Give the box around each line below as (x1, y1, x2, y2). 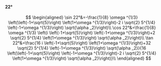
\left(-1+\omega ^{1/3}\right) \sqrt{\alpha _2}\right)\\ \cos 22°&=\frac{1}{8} (7, 25, 156, 31)
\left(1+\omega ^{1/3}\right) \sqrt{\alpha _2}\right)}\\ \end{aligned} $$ (12, 55, 152, 61)
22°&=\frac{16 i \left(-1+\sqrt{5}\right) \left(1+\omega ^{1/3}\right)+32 (12, 40, 151, 46)
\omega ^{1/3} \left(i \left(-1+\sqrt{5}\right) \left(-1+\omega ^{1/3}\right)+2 (8, 30, 156, 36)
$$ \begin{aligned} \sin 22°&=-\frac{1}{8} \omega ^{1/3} (25, 14, 138, 20)
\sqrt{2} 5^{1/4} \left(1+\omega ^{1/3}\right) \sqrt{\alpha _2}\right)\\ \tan (10, 35, 153, 41)
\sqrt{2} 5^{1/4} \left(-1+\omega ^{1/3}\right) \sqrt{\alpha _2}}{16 (17, 45, 146, 51)
